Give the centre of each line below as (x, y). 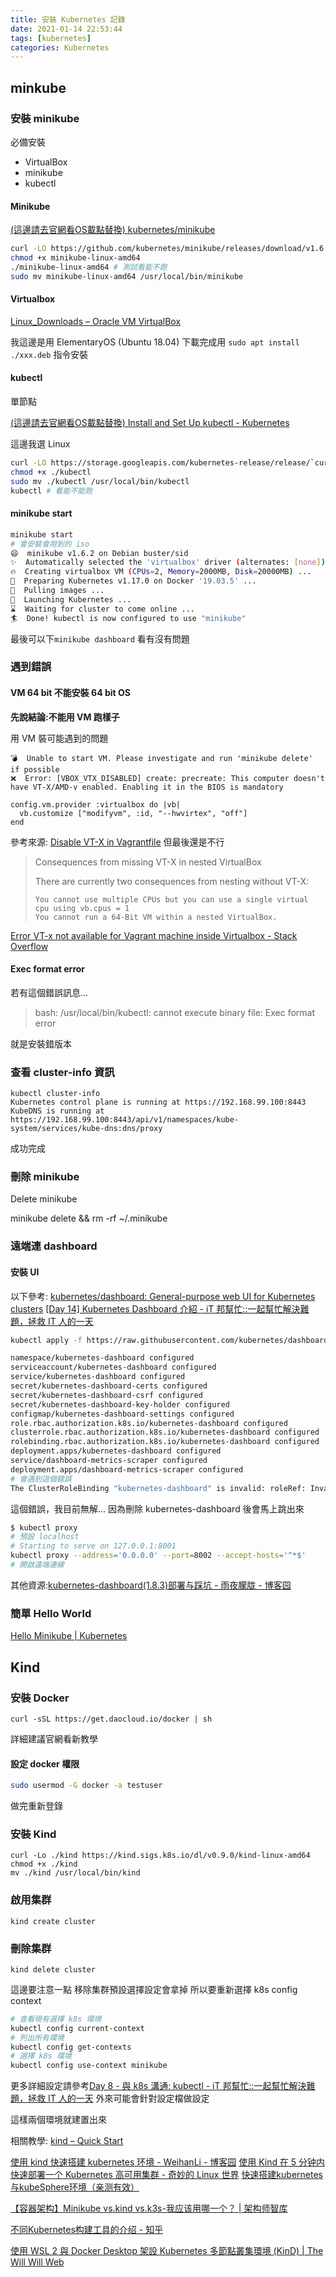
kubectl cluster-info (55, 1094)
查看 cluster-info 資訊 (62, 1072)
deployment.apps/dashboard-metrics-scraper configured (127, 1469)
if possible (35, 769)
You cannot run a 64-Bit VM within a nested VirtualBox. (156, 917)
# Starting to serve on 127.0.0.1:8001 (93, 1546)
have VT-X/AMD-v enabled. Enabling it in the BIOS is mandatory (147, 787)
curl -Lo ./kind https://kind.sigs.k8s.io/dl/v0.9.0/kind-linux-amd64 (160, 1856)
